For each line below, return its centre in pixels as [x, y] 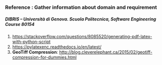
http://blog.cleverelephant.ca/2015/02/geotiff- [106, 52]
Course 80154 [20, 24]
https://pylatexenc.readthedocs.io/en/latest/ [57, 47]
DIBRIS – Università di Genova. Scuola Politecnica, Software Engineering [81, 19]
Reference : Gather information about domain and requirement [81, 7]
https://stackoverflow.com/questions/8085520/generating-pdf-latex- [82, 36]
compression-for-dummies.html [44, 57]
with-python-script [31, 42]
